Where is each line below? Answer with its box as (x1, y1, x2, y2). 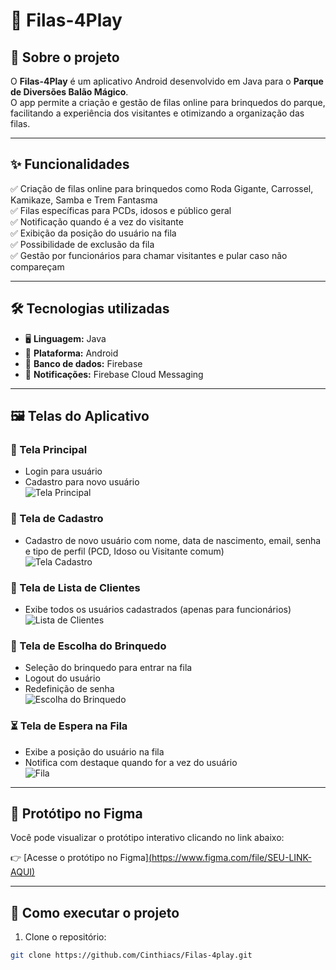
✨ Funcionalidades (10, 156, 130, 173)
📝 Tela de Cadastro (10, 512, 104, 526)
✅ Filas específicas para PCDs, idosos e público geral (10, 204, 232, 216)
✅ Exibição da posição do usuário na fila (10, 227, 177, 239)
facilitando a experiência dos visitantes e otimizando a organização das (10, 107, 305, 119)
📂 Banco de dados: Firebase (24, 357, 143, 369)
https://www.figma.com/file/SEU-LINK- (151, 852, 312, 864)
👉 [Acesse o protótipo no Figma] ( (10, 852, 153, 864)
